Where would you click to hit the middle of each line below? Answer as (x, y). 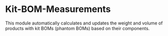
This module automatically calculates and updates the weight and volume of (84, 23)
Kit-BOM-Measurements (58, 9)
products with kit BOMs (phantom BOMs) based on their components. (77, 28)
